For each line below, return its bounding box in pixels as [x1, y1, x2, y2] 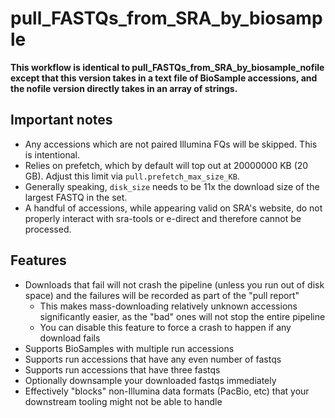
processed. [24, 223, 72, 235]
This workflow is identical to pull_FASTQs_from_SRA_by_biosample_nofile [10, 61, 325, 73]
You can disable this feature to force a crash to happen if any [39, 321, 292, 333]
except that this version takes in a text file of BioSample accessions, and [10, 72, 318, 84]
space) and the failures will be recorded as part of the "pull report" [24, 289, 300, 301]
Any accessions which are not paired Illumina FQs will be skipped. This [24, 138, 318, 150]
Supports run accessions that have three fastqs [24, 363, 221, 376]
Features [10, 252, 67, 269]
